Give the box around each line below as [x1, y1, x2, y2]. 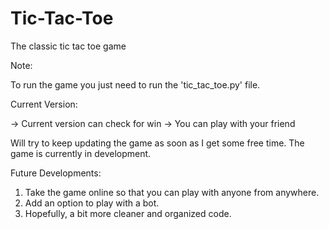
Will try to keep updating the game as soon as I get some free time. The [10, 137, 305, 149]
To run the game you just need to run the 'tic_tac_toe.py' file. [10, 78, 261, 91]
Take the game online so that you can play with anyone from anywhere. [24, 186, 320, 198]
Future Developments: [10, 167, 102, 179]
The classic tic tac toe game [10, 40, 127, 52]
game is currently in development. [10, 147, 152, 159]
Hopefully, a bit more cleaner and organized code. [24, 207, 232, 219]
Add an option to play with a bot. [24, 197, 160, 209]
